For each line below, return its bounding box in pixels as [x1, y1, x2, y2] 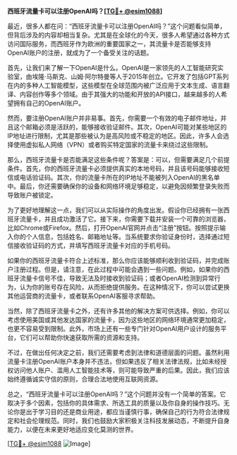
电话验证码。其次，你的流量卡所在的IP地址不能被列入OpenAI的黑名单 [19, 173, 220, 181]
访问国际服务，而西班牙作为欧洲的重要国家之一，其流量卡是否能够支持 [7, 40, 212, 48]
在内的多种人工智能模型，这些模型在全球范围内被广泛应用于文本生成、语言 [7, 81, 224, 89]
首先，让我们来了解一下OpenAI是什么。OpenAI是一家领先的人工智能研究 [7, 64, 218, 71]
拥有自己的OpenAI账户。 [13, 99, 85, 107]
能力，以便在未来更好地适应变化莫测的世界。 [7, 425, 138, 434]
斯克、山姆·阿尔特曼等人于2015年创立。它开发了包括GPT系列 [52, 72, 229, 81]
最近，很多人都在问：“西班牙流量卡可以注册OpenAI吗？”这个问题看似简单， [7, 22, 226, 30]
